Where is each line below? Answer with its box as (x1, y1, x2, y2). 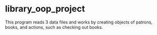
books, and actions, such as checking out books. (5, 24, 103, 30)
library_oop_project (5, 3, 85, 14)
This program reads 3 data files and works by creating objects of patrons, (5, 19, 153, 25)
